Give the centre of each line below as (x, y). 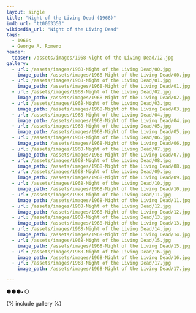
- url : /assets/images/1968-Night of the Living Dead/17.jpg (92, 263)
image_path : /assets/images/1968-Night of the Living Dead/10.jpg (104, 189)
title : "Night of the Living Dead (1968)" (61, 18)
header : (16, 52)
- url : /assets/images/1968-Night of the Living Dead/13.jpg (92, 218)
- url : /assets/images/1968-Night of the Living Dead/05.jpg (92, 126)
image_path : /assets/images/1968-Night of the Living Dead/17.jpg (104, 269)
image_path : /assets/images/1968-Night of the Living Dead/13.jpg (104, 223)
